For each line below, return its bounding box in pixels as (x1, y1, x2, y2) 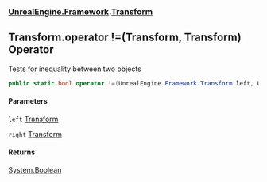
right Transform (8, 129, 62, 138)
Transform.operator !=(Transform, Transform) (8, 31, 242, 44)
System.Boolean (8, 165, 62, 175)
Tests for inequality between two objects (8, 64, 141, 74)
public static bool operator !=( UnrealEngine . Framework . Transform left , (8, 79, 254, 87)
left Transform (8, 114, 59, 123)
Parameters (8, 97, 48, 106)
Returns (8, 147, 36, 157)
